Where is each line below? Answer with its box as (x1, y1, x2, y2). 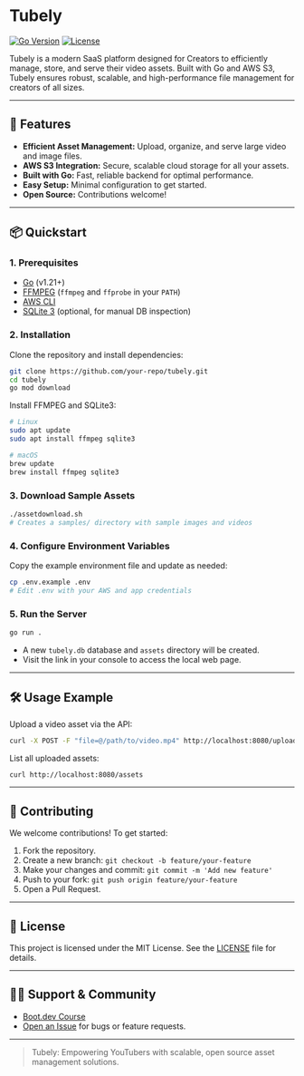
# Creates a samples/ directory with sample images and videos (9, 518, 253, 527)
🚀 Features (9, 117, 71, 132)
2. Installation (9, 328, 71, 341)
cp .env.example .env (9, 577, 91, 586)
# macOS (9, 451, 39, 460)
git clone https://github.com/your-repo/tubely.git (9, 366, 208, 376)
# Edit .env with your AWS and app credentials (9, 586, 193, 595)
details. (9, 953, 37, 964)
